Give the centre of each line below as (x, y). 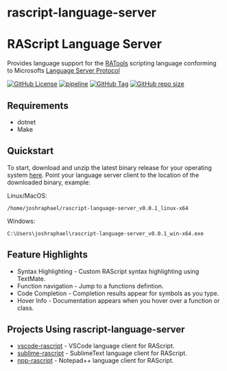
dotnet (26, 122)
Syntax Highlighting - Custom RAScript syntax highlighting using (108, 271)
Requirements (38, 106)
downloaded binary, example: (49, 182)
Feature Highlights (47, 255)
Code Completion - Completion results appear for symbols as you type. (118, 293)
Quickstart (31, 151)
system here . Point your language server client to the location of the (103, 175)
